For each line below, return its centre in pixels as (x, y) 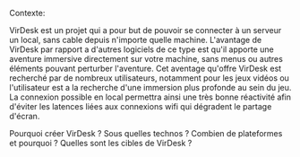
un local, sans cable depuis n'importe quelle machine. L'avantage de (136, 40)
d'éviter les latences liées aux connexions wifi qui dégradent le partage (141, 106)
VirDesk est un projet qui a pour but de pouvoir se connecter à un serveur (146, 30)
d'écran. (25, 116)
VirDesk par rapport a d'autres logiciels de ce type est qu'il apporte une (142, 49)
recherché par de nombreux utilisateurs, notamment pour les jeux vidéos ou (149, 78)
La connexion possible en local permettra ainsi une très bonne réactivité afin (150, 97)
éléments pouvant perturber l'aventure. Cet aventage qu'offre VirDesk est (146, 68)
